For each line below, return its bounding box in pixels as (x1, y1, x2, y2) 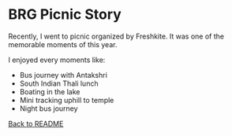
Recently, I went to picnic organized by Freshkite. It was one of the (8, 31, 225, 41)
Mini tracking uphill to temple (19, 95, 114, 105)
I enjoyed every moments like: (8, 55, 106, 64)
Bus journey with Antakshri (19, 70, 108, 79)
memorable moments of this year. (8, 39, 118, 49)
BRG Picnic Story (8, 6, 122, 24)
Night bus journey (19, 104, 78, 113)
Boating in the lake (19, 86, 80, 96)
